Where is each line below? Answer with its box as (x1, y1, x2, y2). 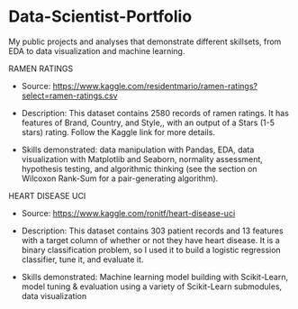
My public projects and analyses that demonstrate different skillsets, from (8, 36, 282, 47)
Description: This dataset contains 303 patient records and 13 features (21, 225, 284, 236)
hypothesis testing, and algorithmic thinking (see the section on (21, 163, 257, 174)
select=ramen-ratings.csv (21, 90, 118, 101)
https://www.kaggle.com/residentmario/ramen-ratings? (52, 80, 258, 91)
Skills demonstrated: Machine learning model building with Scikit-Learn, (21, 271, 289, 282)
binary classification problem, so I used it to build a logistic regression (21, 244, 281, 255)
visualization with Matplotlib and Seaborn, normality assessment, (21, 153, 263, 164)
